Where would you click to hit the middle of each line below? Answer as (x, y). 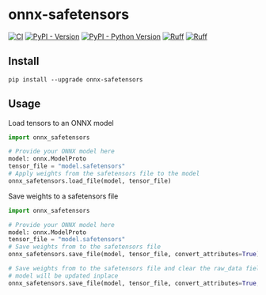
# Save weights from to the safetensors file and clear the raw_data (125, 269)
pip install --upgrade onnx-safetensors (76, 79)
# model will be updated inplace (63, 276)
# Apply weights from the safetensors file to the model (104, 174)
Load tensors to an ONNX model (61, 123)
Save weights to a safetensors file (63, 196)
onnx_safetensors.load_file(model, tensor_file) (90, 181)
